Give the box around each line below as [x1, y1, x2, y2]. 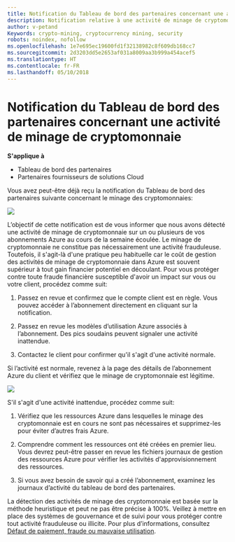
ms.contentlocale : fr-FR [7, 62, 80, 69]
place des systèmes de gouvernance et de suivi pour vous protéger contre [7, 512, 222, 520]
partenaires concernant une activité [7, 113, 221, 130]
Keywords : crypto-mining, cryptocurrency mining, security [7, 29, 183, 37]
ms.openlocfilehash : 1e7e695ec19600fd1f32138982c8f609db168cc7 [7, 43, 196, 50]
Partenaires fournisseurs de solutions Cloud [17, 173, 145, 181]
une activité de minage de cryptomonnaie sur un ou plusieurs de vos [7, 228, 205, 237]
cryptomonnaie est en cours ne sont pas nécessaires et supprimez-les [17, 419, 222, 428]
